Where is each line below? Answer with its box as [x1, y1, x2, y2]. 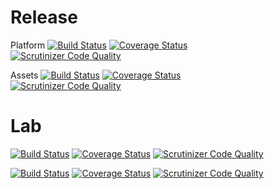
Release [10, 6, 78, 29]
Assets [10, 69, 39, 81]
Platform [10, 39, 46, 51]
